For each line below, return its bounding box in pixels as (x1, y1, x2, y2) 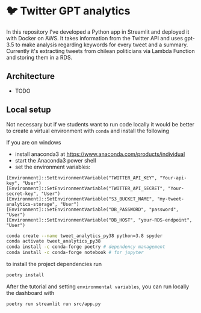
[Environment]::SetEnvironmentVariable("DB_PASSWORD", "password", (6, 206, 179, 212)
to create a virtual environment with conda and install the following (6, 127, 170, 134)
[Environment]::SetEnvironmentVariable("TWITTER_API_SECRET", (6, 185, 165, 191)
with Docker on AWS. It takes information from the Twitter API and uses (6, 34, 184, 42)
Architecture (6, 71, 55, 81)
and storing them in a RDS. (6, 54, 73, 61)
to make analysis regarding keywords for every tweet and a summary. (15, 41, 188, 48)
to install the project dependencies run (6, 261, 102, 268)
